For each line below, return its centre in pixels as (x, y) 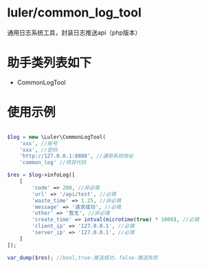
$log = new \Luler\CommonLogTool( (57, 137)
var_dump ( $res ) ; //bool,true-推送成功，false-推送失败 (83, 258)
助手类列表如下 (50, 63)
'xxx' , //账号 (39, 143)
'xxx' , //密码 (39, 150)
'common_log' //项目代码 (53, 163)
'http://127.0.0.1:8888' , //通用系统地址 (77, 156)
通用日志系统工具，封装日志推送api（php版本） (74, 32)
